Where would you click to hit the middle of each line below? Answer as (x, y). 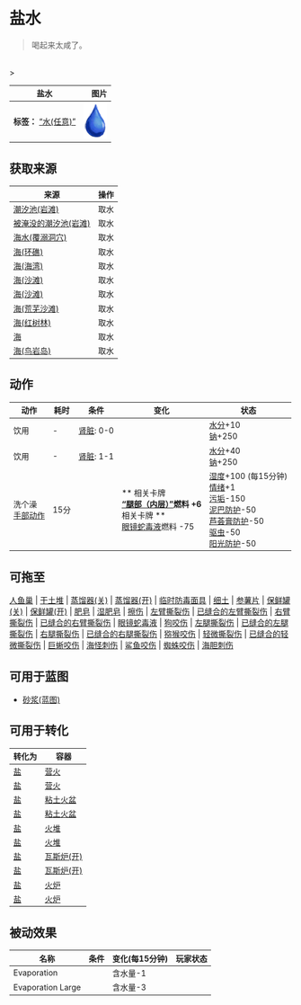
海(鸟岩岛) (32, 351)
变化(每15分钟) (140, 958)
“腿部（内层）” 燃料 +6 (161, 503)
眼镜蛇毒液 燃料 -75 (158, 526)
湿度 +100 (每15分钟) (248, 476)
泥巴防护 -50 (233, 510)
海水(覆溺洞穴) (40, 237)
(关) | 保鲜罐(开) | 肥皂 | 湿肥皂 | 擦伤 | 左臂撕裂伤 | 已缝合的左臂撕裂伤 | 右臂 (150, 611)
